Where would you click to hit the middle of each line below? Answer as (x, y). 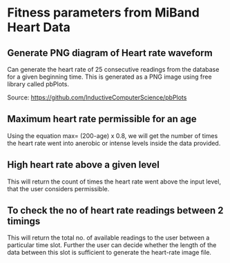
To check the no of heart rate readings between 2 (115, 211)
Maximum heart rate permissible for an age (102, 119)
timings (24, 221)
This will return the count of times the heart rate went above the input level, (114, 182)
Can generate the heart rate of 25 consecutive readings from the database (113, 69)
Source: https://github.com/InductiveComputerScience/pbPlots (97, 97)
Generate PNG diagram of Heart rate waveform (110, 53)
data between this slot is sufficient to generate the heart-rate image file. (109, 253)
